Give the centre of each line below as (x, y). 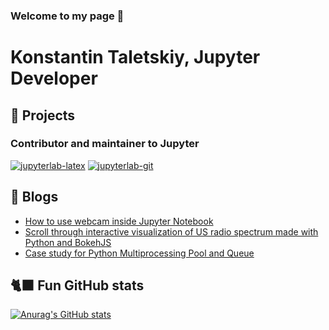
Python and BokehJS (68, 242)
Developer (54, 78)
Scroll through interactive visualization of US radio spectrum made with (171, 231)
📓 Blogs (34, 197)
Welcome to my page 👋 (67, 16)
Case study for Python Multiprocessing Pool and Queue (139, 253)
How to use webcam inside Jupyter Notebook (119, 221)
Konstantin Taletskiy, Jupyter (135, 57)
